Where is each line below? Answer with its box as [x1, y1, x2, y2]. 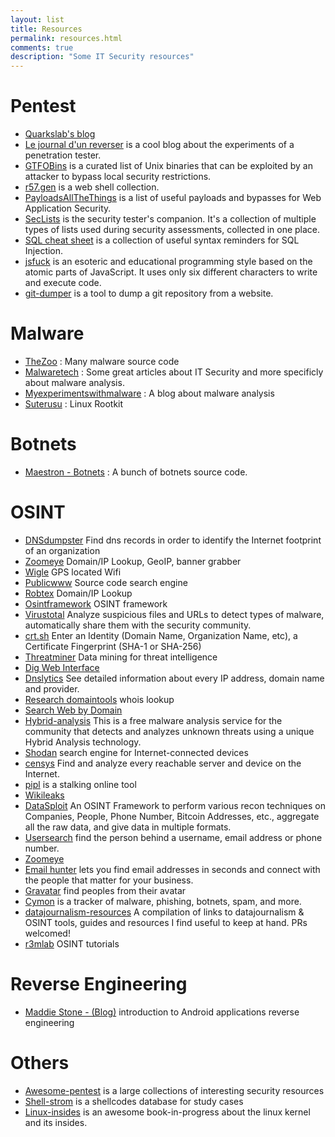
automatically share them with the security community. [24, 619, 252, 631]
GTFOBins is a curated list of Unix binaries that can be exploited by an [24, 160, 313, 172]
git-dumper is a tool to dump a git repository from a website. [24, 287, 274, 300]
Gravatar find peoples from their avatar [24, 884, 187, 896]
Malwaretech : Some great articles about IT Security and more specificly [24, 366, 324, 378]
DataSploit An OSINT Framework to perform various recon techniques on [24, 799, 326, 811]
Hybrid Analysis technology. [24, 736, 142, 748]
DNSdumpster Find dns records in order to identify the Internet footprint [24, 534, 322, 546]
